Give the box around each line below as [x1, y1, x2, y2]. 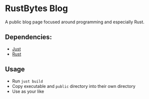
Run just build [12, 78, 43, 84]
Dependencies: [5, 33, 52, 41]
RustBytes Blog [5, 3, 68, 14]
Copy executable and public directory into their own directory [12, 83, 135, 89]
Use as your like [12, 88, 45, 94]
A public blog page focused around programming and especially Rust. [5, 19, 145, 25]
